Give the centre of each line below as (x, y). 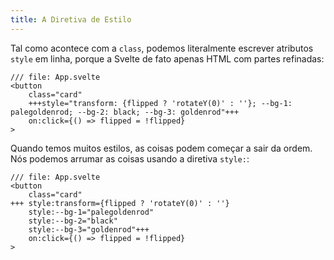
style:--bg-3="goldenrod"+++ (89, 229)
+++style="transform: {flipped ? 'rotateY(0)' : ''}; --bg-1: (160, 103)
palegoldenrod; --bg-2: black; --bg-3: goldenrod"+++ (125, 112)
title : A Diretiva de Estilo (71, 19)
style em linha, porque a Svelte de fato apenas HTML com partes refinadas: (167, 58)
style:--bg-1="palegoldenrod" (91, 212)
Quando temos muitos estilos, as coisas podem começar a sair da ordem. (161, 148)
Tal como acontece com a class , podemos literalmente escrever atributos (162, 48)
